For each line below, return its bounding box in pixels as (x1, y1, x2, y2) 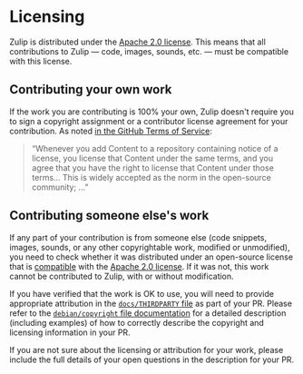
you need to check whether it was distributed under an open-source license (9, 251, 293, 262)
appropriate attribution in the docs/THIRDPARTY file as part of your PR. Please (9, 298, 293, 309)
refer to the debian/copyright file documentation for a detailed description (9, 307, 287, 319)
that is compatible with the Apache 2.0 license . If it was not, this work (9, 261, 269, 271)
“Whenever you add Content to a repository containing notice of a (31, 143, 279, 153)
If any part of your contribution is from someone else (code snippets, (9, 231, 268, 242)
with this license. (9, 55, 73, 66)
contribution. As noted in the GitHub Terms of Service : (9, 125, 213, 136)
